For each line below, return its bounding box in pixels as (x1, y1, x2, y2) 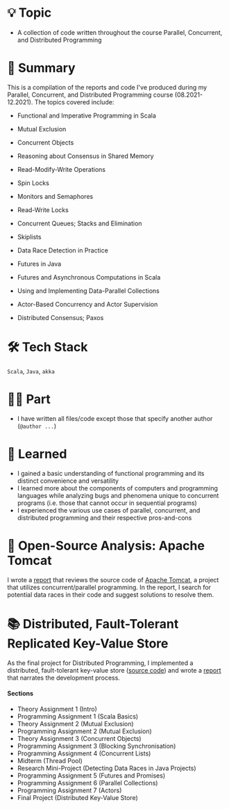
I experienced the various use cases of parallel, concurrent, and (17, 506, 201, 514)
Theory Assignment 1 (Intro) (17, 705, 97, 713)
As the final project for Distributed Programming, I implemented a (7, 659, 194, 667)
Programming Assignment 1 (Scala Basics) (17, 712, 139, 721)
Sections (7, 689, 33, 698)
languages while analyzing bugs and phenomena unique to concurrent (17, 491, 219, 499)
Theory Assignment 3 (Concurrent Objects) (17, 734, 142, 742)
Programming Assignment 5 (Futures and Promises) (17, 771, 166, 780)
